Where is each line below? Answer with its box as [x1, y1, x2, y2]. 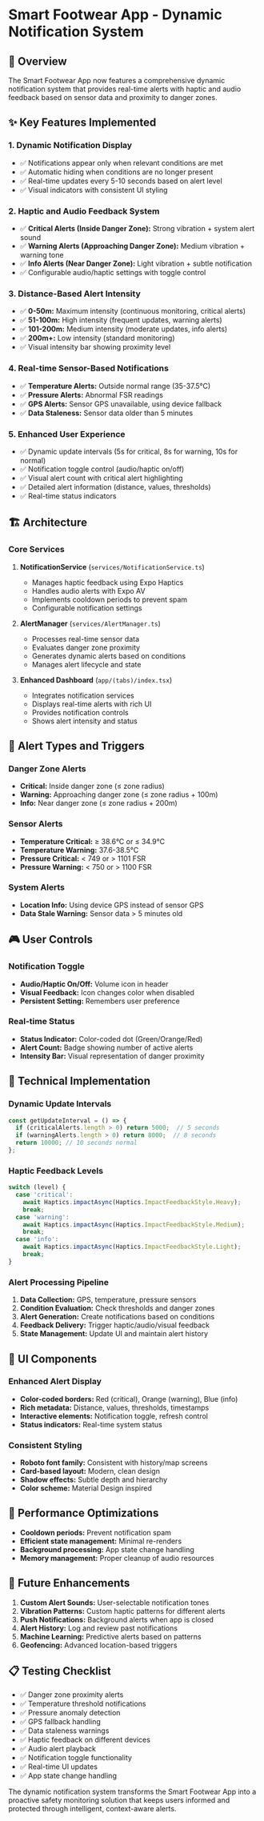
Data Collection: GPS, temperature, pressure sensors [19, 1295, 197, 1305]
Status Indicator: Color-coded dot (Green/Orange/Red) [19, 1034, 203, 1043]
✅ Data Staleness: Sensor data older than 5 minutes [19, 408, 194, 418]
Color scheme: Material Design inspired [19, 1483, 152, 1493]
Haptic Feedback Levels [8, 1165, 104, 1176]
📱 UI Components [8, 1352, 98, 1366]
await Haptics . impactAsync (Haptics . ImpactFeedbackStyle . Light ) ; [22, 1243, 242, 1251]
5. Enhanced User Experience [8, 428, 126, 439]
